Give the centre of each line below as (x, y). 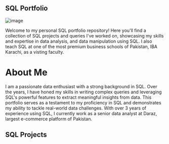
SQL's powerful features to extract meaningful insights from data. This (78, 97)
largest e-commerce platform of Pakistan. (49, 119)
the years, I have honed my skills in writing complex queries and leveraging (83, 92)
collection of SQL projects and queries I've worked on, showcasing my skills (85, 35)
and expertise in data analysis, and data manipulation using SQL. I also (79, 41)
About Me (26, 73)
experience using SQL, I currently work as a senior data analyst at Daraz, (81, 113)
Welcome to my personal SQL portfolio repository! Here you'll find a (76, 30)
